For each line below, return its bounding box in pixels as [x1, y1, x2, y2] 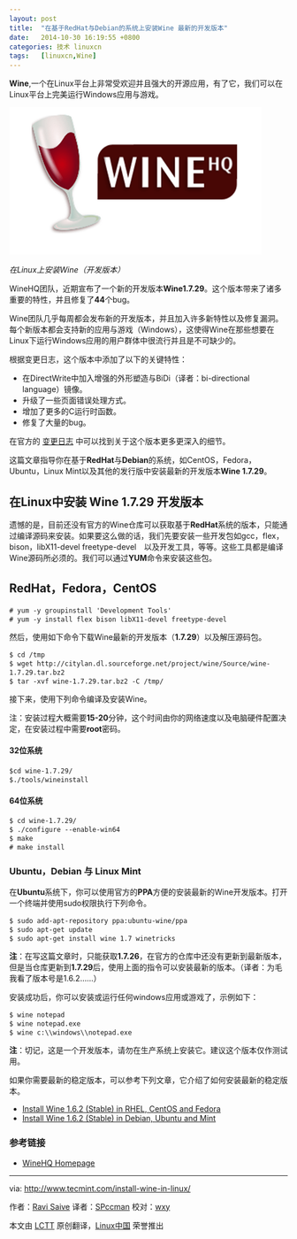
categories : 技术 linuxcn [9, 42, 102, 51]
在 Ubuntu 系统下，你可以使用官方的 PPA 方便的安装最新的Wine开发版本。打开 [9, 887, 288, 897]
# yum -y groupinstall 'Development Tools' [9, 606, 172, 615]
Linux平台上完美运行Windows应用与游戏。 [9, 89, 164, 100]
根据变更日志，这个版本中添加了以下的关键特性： [9, 354, 187, 365]
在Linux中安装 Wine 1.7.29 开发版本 [9, 494, 203, 509]
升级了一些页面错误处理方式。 [21, 395, 131, 406]
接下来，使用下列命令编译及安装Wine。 [9, 693, 152, 704]
